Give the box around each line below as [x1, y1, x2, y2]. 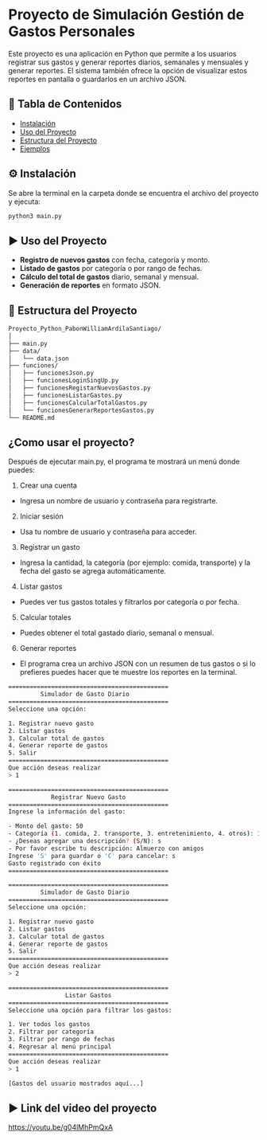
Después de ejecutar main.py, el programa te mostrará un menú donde [8, 456, 240, 467]
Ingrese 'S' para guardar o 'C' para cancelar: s [8, 852, 176, 860]
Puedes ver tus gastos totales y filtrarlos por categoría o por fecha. [19, 597, 240, 607]
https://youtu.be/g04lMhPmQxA [8, 1122, 114, 1132]
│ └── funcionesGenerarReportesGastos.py [8, 406, 155, 414]
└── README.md [8, 413, 56, 421]
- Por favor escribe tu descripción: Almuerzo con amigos [8, 844, 204, 852]
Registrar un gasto [19, 543, 81, 552]
